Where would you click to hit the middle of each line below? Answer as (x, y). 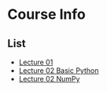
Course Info (46, 15)
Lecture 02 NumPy (49, 79)
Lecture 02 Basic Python (59, 71)
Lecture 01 (36, 62)
